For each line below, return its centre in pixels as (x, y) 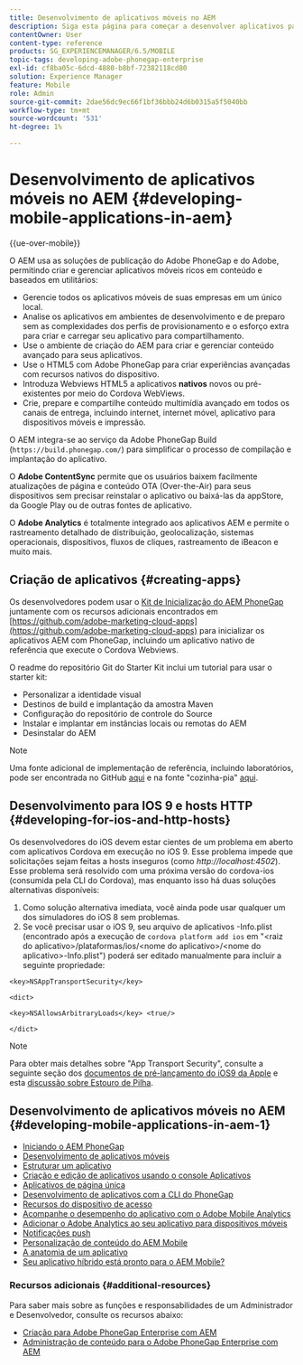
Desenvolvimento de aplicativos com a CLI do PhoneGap (128, 1195)
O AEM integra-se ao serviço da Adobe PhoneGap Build (113, 439)
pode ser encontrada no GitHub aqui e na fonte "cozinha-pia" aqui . (134, 777)
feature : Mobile (40, 85)
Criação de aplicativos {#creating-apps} (125, 580)
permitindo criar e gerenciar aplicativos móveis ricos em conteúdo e (136, 270)
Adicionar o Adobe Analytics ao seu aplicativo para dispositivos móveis (155, 1224)
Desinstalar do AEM (59, 732)
